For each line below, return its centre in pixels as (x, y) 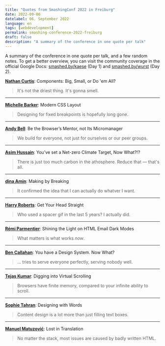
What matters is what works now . (51, 238)
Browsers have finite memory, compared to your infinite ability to (82, 285)
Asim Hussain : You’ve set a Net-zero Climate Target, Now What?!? (73, 152)
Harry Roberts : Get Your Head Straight (44, 205)
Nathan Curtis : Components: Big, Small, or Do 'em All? (60, 81)
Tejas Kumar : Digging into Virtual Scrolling (48, 276)
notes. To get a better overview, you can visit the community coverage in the (82, 61)
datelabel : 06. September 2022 (37, 19)
